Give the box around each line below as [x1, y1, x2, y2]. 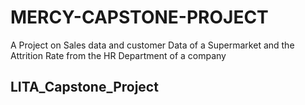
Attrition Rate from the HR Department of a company [10, 49, 227, 61]
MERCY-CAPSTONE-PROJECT [10, 6, 269, 29]
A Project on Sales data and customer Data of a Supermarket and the [10, 39, 295, 51]
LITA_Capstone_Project [10, 79, 159, 96]
